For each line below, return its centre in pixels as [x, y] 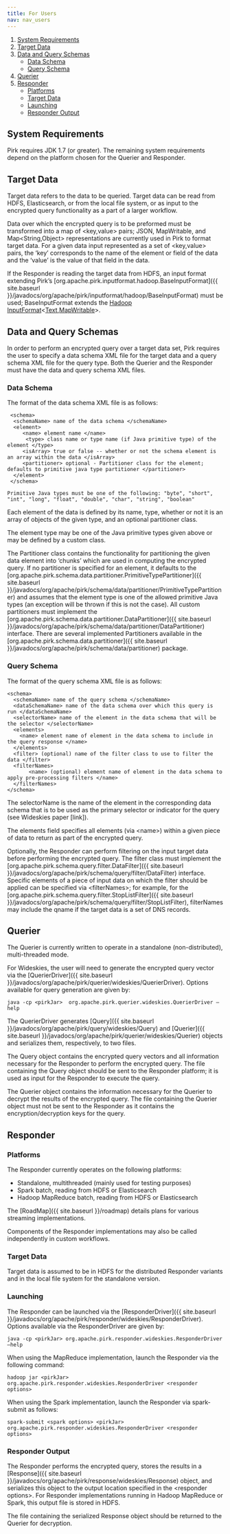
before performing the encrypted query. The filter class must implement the [114, 858]
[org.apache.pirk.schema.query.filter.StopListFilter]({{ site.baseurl [100, 895]
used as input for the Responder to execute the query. [83, 1078]
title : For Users [32, 13]
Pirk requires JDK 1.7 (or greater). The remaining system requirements [106, 150]
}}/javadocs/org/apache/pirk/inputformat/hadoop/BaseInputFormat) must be [115, 295]
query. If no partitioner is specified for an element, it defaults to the [102, 568]
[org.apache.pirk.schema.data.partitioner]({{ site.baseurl [87, 641]
